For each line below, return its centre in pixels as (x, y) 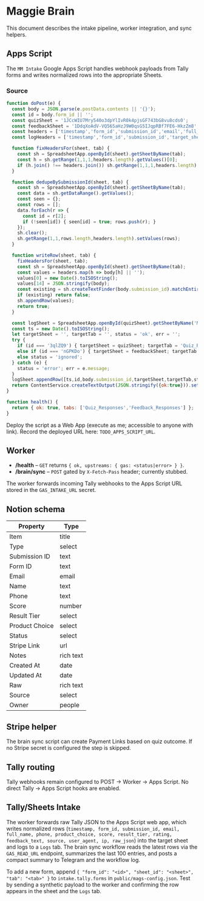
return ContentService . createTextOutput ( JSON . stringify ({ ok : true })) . (101, 385)
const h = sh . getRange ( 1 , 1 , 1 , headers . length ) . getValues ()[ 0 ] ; (97, 160)
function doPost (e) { (34, 104)
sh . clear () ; (32, 233)
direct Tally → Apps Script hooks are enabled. (63, 788)
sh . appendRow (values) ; (46, 301)
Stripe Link (25, 646)
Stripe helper (32, 727)
